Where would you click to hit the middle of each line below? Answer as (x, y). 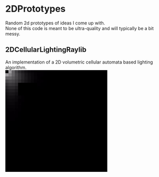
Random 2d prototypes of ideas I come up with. (55, 23)
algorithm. (16, 67)
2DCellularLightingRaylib (46, 50)
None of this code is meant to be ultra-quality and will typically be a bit (79, 28)
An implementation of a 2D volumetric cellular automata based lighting (79, 62)
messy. (13, 34)
